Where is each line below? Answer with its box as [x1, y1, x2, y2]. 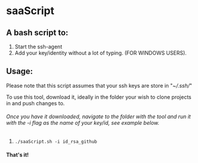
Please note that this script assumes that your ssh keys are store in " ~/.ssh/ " [6, 82, 193, 89]
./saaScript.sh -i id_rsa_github [14, 139, 98, 145]
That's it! [6, 151, 29, 158]
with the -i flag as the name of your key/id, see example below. [6, 119, 160, 127]
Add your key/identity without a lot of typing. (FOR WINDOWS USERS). [14, 49, 187, 56]
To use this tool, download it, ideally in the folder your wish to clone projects [6, 93, 191, 101]
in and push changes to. [6, 99, 65, 107]
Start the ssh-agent [14, 43, 63, 50]
